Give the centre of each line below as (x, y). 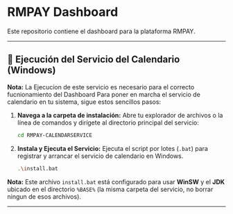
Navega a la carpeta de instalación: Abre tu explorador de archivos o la (120, 115)
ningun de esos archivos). (44, 196)
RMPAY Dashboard (63, 12)
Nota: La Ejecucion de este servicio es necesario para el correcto (101, 87)
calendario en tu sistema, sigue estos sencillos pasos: (84, 102)
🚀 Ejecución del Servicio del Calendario (94, 60)
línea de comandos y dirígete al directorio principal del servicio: (108, 123)
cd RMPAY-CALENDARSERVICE (54, 135)
